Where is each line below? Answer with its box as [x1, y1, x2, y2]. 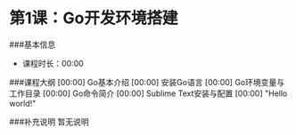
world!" [9, 98, 37, 108]
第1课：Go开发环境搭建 [9, 8, 178, 28]
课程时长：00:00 [21, 58, 85, 68]
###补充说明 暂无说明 [9, 116, 89, 127]
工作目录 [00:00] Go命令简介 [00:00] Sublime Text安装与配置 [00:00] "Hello [9, 88, 288, 99]
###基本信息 [9, 39, 56, 50]
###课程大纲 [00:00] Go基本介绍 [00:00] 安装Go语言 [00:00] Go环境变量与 [9, 76, 285, 87]
